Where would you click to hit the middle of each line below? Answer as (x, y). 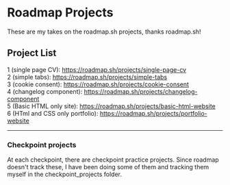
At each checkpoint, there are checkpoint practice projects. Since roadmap (113, 160)
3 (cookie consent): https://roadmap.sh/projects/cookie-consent (98, 84)
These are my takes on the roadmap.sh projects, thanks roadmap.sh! (104, 32)
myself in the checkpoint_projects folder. (64, 174)
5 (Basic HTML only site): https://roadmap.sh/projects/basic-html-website (111, 106)
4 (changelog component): (45, 91)
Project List (32, 53)
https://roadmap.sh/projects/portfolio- (153, 113)
